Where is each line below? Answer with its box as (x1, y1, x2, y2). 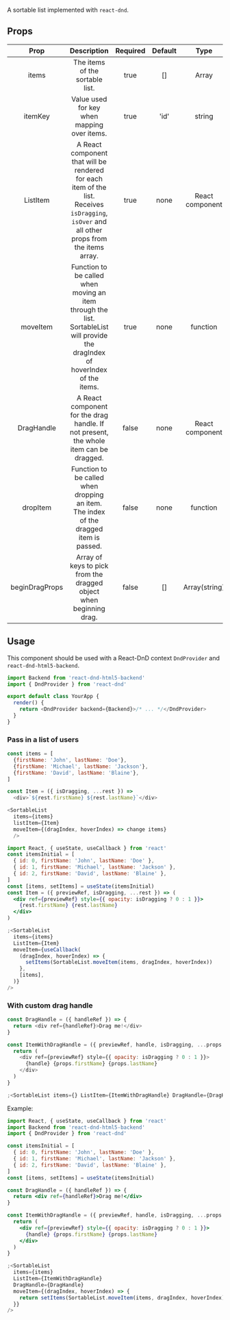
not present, (69, 427, 109, 437)
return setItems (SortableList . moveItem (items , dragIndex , (19, 1294, 188, 1301)
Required (115, 46, 146, 55)
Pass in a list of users (7, 734, 79, 744)
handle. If (74, 419, 105, 428)
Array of (76, 552, 103, 562)
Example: (7, 1104, 34, 1112)
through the (71, 305, 108, 314)
